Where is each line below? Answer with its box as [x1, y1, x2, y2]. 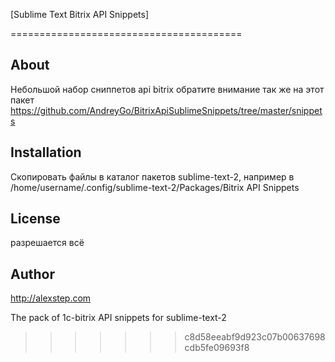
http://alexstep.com [10, 292, 92, 304]
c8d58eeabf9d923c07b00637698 [184, 331, 326, 343]
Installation [10, 144, 82, 161]
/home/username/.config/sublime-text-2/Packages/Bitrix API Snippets [10, 181, 300, 193]
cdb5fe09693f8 [184, 342, 250, 354]
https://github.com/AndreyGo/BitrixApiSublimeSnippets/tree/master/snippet [10, 104, 323, 116]
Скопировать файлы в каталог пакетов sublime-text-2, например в [10, 170, 295, 183]
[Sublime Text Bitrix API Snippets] [10, 9, 150, 20]
